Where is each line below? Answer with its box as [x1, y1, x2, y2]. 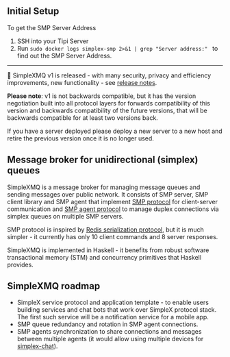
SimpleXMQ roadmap [7, 280, 101, 292]
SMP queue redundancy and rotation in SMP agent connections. [16, 320, 199, 328]
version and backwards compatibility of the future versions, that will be [7, 106, 207, 114]
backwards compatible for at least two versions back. [7, 113, 159, 122]
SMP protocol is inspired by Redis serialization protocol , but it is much [7, 225, 204, 234]
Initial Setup [7, 5, 60, 17]
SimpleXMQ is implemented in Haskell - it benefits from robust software [7, 246, 209, 254]
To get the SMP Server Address [7, 23, 97, 32]
